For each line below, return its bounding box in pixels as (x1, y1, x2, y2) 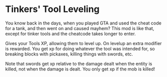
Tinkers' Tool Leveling (5, 3, 100, 15)
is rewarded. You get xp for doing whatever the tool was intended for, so (5, 45, 155, 51)
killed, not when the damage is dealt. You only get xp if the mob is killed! (5, 66, 155, 72)
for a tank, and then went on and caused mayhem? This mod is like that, (5, 25, 154, 31)
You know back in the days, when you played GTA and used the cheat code (5, 20, 162, 26)
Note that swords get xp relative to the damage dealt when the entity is (5, 60, 152, 66)
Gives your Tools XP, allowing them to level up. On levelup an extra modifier (5, 40, 162, 46)
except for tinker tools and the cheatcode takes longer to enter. (5, 30, 136, 36)
